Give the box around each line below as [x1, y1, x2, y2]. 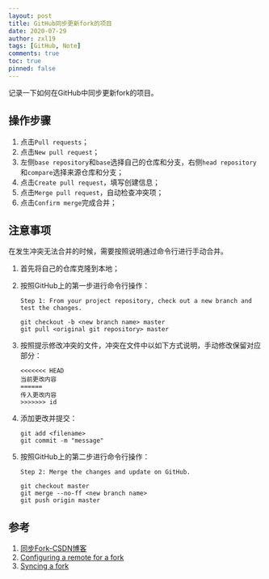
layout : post [8, 11, 53, 20]
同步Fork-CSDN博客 [19, 543, 87, 553]
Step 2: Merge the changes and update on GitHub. [19, 468, 191, 476]
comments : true [8, 49, 60, 57]
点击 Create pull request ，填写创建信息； [19, 177, 160, 187]
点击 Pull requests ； [19, 137, 89, 147]
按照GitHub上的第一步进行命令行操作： [19, 281, 150, 291]
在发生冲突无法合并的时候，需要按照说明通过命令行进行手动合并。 [8, 246, 228, 256]
